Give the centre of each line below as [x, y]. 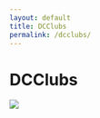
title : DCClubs [38, 26]
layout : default [40, 18]
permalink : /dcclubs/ [50, 34]
